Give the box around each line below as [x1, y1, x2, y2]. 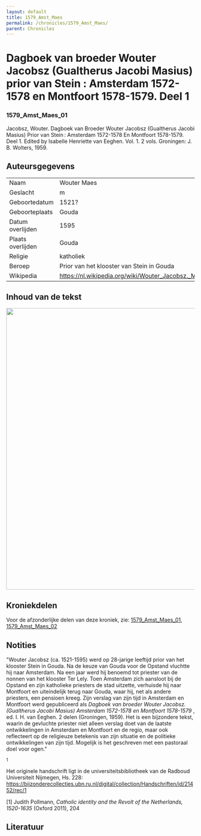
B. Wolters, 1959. [6, 144, 48, 151]
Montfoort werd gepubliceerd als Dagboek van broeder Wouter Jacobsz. [6, 700, 186, 707]
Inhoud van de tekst [6, 292, 82, 302]
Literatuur [6, 822, 44, 832]
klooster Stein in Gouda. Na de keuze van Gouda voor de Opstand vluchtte [6, 662, 190, 670]
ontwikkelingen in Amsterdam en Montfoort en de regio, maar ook [6, 726, 169, 733]
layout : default [6, 8, 47, 15]
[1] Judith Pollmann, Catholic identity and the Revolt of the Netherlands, [6, 798, 184, 805]
